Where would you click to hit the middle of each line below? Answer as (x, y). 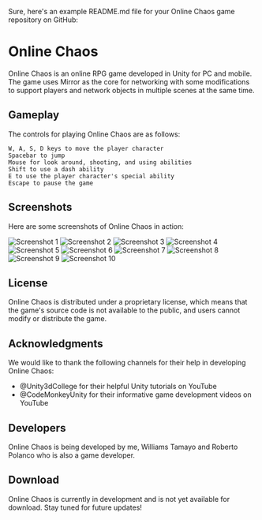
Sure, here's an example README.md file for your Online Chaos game (122, 11)
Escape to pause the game (51, 183)
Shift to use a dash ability (56, 169)
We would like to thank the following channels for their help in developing (127, 363)
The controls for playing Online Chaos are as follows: (94, 134)
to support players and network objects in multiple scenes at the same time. (131, 90)
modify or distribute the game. (58, 319)
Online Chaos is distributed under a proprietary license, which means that (128, 302)
